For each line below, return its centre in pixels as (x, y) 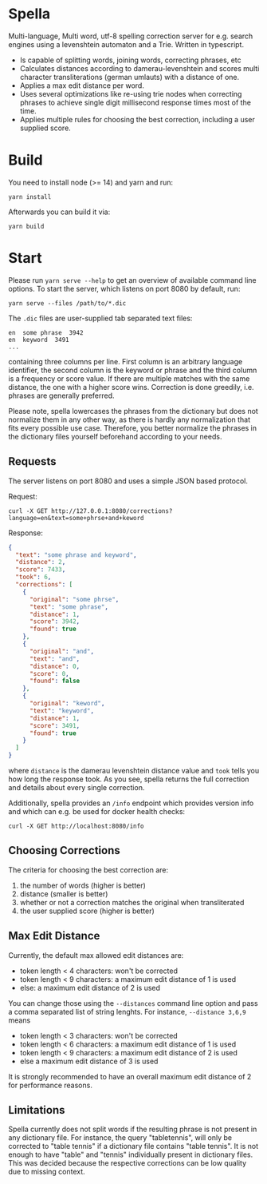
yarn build (26, 226)
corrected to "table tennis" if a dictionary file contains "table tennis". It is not (133, 1146)
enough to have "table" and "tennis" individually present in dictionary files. (131, 1154)
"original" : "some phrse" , (74, 599)
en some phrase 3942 (46, 332)
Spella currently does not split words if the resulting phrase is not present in (133, 1129)
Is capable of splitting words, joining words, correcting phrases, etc (130, 60)
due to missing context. (47, 1172)
